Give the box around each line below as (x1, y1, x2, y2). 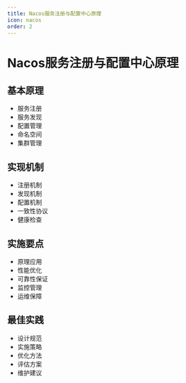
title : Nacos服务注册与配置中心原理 (7, 10, 102, 17)
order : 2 (7, 23, 33, 30)
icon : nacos (7, 17, 42, 24)
